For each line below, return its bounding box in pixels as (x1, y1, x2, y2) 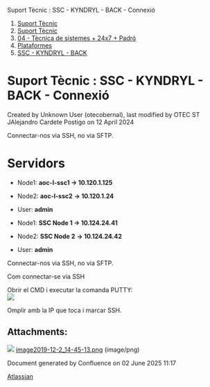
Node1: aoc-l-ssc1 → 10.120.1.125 (17, 178, 113, 186)
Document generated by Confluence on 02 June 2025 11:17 (7, 359, 177, 367)
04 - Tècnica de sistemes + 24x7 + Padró (17, 34, 137, 42)
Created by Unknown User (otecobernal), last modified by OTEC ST (7, 110, 200, 118)
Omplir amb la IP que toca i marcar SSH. (7, 306, 122, 314)
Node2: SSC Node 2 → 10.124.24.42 (17, 232, 123, 240)
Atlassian (7, 372, 33, 380)
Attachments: (7, 326, 68, 338)
